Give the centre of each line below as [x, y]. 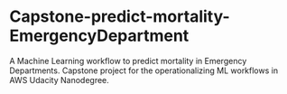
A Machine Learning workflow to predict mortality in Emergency [128, 61]
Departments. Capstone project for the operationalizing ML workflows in [143, 70]
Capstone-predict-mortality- [120, 17]
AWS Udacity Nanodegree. [60, 80]
